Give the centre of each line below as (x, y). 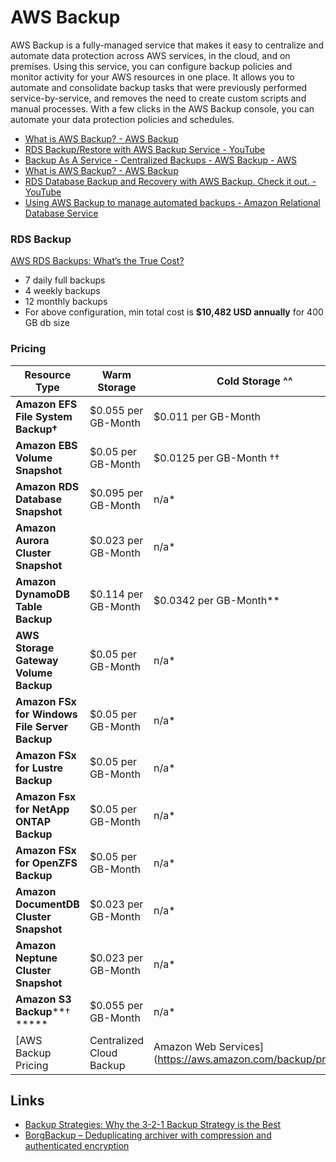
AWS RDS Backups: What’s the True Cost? (97, 261)
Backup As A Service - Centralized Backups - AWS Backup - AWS (160, 160)
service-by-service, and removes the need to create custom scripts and (158, 98)
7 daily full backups (65, 280)
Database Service (61, 213)
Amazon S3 (43, 999)
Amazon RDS (47, 486)
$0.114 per (116, 594)
